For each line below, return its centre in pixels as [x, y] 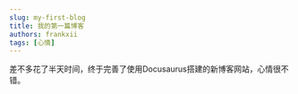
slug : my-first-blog [48, 17]
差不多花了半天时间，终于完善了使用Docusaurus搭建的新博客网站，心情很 [145, 69]
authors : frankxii [43, 34]
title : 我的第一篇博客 [47, 26]
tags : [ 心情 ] [32, 43]
